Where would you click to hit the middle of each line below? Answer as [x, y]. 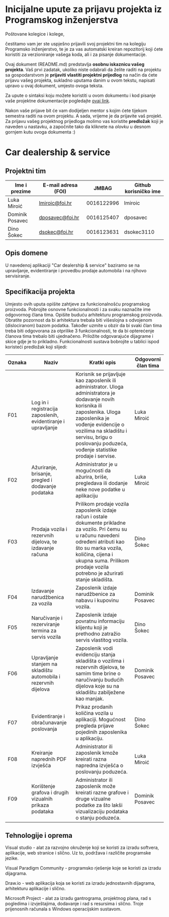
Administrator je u [96, 464]
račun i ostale [91, 516]
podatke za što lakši [99, 805]
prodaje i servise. [96, 456]
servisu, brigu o [94, 437]
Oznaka [17, 362]
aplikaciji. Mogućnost [100, 719]
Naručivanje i [47, 618]
